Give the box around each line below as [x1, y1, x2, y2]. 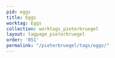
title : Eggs [6, 14, 36, 21]
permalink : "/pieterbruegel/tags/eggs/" [6, 43, 110, 49]
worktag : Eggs [6, 20, 42, 26]
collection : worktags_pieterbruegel [6, 25, 99, 32]
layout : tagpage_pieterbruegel [6, 31, 85, 37]
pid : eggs [6, 8, 31, 15]
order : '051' [6, 37, 39, 43]
